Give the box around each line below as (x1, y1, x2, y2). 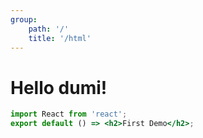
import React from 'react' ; (10, 109, 128, 120)
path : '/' (28, 24, 70, 34)
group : (10, 14, 38, 25)
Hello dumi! (10, 76, 108, 99)
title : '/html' (28, 33, 92, 43)
